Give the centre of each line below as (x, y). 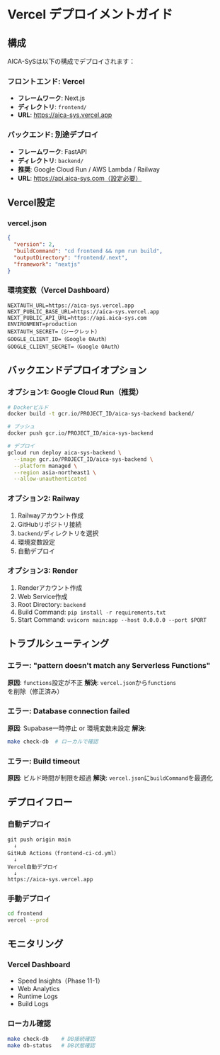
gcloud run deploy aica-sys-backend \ (64, 452)
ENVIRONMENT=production (42, 324)
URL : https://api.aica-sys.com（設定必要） (80, 178)
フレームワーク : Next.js (51, 98)
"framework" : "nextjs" (47, 264)
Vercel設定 (31, 202)
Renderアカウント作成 (50, 587)
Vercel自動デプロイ (33, 867)
